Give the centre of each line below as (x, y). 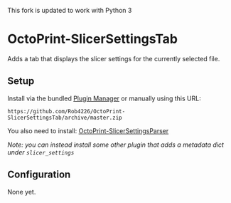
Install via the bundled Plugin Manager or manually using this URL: (104, 98)
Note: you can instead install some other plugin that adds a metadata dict (116, 145)
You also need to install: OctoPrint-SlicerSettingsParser (88, 130)
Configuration (39, 175)
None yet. (22, 192)
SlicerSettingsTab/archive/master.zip (65, 118)
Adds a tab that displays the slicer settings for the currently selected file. (114, 58)
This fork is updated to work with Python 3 (70, 10)
